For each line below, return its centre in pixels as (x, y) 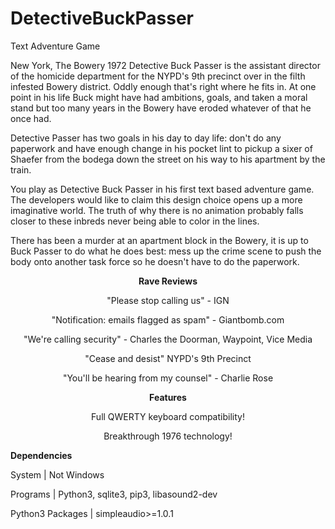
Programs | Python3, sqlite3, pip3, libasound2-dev (114, 494)
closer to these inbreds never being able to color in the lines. (135, 221)
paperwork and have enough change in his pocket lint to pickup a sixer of (161, 148)
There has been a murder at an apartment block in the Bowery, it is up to (159, 240)
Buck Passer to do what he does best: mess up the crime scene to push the (166, 251)
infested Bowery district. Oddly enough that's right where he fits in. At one (163, 86)
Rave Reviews (168, 281)
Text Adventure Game (55, 46)
